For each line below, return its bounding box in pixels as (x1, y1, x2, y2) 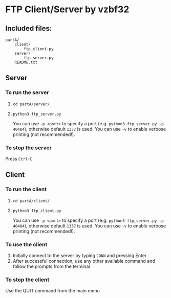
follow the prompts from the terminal (12, 263, 90, 269)
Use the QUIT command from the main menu (5, 288, 100, 294)
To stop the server (5, 144, 52, 151)
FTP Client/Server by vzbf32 (5, 4, 130, 15)
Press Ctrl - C (5, 155, 32, 162)
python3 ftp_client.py (12, 208, 61, 213)
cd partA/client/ (12, 198, 50, 203)
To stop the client (5, 276, 50, 283)
